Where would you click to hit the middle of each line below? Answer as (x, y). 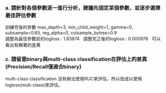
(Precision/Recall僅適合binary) (43, 67)
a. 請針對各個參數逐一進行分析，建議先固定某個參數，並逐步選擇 (83, 7)
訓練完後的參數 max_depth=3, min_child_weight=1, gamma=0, (69, 27)
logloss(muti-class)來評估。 (34, 85)
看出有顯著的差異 (23, 45)
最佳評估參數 (21, 15)
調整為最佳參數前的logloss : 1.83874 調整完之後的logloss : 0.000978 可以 (83, 39)
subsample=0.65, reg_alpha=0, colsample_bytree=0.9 (61, 33)
